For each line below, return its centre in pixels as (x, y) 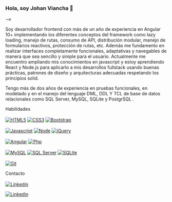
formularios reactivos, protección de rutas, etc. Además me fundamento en (85, 46)
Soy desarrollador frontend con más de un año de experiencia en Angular (83, 29)
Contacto (15, 173)
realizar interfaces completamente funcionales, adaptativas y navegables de (86, 51)
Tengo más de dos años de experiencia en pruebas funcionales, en (77, 88)
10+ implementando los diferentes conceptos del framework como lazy (80, 35)
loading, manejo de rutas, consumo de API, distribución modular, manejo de (85, 40)
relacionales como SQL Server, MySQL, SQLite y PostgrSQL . (70, 99)
